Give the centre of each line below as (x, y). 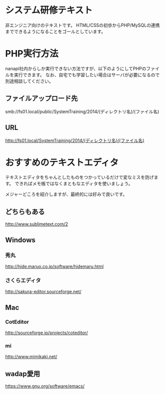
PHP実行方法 (32, 54)
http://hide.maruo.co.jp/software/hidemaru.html (54, 266)
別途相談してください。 (29, 81)
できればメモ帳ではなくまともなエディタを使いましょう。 (74, 183)
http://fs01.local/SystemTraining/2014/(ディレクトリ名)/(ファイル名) (75, 140)
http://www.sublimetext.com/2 (37, 224)
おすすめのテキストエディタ (62, 163)
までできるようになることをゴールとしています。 (55, 31)
